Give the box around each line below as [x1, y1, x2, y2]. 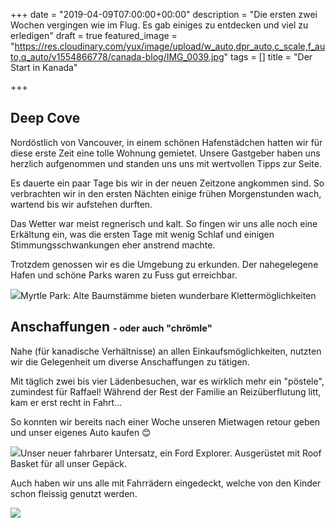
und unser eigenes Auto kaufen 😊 [10, 426, 152, 438]
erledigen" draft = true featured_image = [10, 30, 178, 41]
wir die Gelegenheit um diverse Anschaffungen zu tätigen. [10, 355, 250, 368]
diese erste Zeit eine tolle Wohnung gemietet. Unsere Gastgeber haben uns [10, 147, 321, 159]
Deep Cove [10, 110, 81, 127]
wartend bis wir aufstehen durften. [10, 198, 153, 210]
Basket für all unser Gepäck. [10, 457, 127, 469]
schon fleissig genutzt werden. [10, 487, 138, 499]
